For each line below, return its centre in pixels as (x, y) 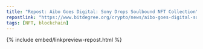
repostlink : (21, 17)
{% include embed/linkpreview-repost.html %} (64, 40)
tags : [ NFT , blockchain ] (37, 23)
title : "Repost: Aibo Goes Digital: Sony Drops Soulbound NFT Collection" (102, 12)
